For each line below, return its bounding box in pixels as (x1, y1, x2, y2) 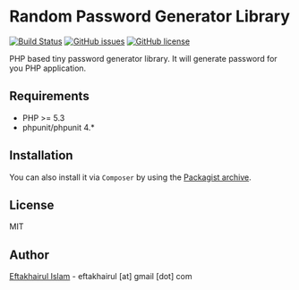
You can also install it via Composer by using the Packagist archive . (9, 172, 252, 183)
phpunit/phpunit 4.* (21, 122, 96, 132)
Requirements (9, 89, 90, 104)
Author (9, 247, 49, 262)
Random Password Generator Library (9, 6, 291, 27)
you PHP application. (9, 63, 87, 73)
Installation (9, 148, 73, 163)
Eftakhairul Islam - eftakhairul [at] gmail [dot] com (9, 271, 192, 282)
